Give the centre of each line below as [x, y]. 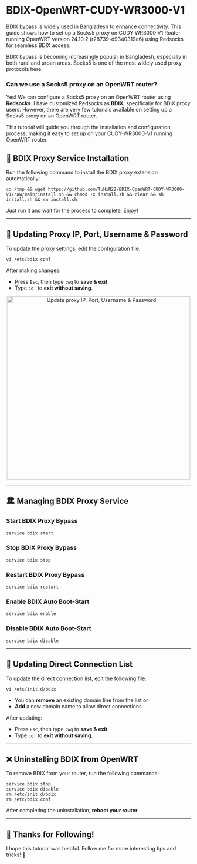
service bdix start [30, 533]
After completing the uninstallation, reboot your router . [73, 811]
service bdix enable [31, 614]
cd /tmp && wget [26, 189]
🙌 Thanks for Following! [50, 834]
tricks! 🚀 [16, 855]
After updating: [24, 718]
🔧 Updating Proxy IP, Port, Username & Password [97, 235]
